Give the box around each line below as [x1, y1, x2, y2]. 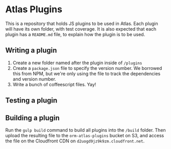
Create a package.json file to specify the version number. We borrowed [12, 65, 162, 71]
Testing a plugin [5, 96, 58, 105]
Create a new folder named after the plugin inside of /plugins [12, 60, 142, 66]
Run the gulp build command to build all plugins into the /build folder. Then [5, 127, 166, 133]
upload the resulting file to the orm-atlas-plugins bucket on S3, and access [5, 132, 164, 138]
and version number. [12, 76, 56, 82]
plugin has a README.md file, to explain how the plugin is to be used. [5, 31, 145, 37]
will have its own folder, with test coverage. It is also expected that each [5, 26, 157, 32]
